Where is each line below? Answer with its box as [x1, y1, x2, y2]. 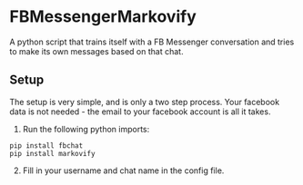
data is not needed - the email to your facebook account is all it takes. [9, 106, 271, 117]
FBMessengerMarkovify [9, 6, 197, 27]
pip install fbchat [9, 141, 84, 151]
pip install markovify [9, 149, 96, 158]
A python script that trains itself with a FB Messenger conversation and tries [9, 36, 295, 47]
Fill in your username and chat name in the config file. [22, 165, 225, 176]
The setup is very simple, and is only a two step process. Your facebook [9, 96, 280, 107]
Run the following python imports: [22, 123, 150, 134]
